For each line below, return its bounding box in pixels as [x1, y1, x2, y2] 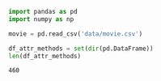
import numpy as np [8, 15, 74, 23]
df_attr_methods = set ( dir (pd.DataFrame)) [8, 45, 154, 53]
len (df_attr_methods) [8, 52, 82, 60]
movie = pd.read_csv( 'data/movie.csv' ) [8, 29, 143, 38]
